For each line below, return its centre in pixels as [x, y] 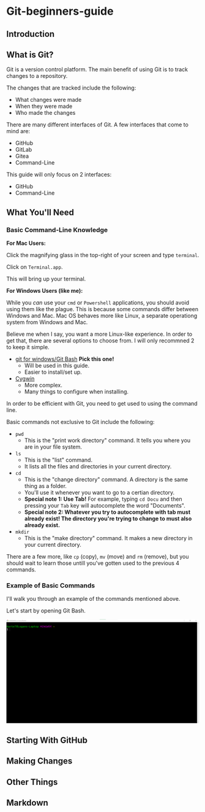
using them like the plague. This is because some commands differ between [102, 309]
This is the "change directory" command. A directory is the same [106, 479]
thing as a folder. [46, 486]
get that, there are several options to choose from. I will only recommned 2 [100, 341]
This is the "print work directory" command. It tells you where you [107, 441]
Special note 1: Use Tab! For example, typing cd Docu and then [103, 499]
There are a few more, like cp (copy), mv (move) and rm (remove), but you [98, 557]
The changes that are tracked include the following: [71, 88]
